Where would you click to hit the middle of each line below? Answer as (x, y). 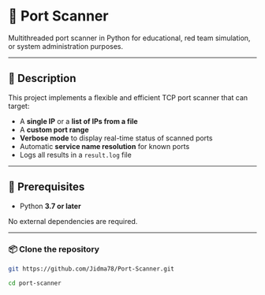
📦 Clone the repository (54, 249)
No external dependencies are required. (73, 221)
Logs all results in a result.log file (75, 155)
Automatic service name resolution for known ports (105, 146)
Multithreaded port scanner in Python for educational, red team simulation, (129, 38)
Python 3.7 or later (50, 206)
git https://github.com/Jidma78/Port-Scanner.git (91, 269)
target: (19, 106)
